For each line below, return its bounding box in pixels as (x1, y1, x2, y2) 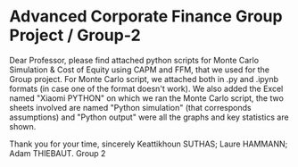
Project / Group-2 (9, 25, 141, 46)
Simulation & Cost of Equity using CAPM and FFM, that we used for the (9, 64, 270, 75)
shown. (9, 121, 37, 131)
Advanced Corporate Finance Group (9, 6, 283, 27)
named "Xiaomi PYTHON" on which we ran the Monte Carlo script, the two (9, 92, 284, 104)
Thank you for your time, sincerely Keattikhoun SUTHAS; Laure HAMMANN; (9, 138, 288, 149)
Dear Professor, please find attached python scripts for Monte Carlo (9, 54, 260, 65)
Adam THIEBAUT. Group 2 (9, 147, 106, 158)
